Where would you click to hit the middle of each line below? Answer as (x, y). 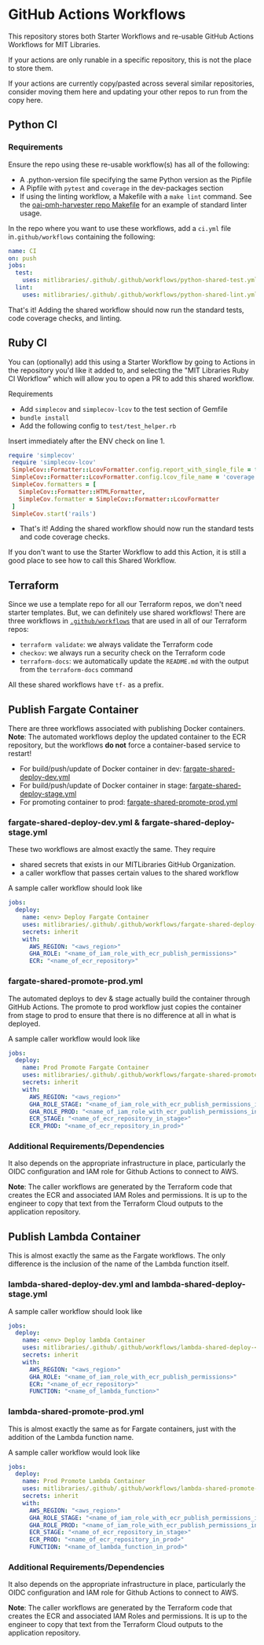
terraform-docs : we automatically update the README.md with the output (134, 661)
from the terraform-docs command (76, 670)
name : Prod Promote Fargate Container (86, 1068)
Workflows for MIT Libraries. (54, 44)
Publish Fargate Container (73, 709)
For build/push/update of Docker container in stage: (103, 786)
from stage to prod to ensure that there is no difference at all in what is (122, 1015)
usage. (31, 213)
